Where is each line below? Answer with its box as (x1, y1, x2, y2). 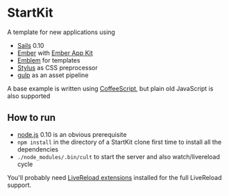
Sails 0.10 (17, 41, 44, 49)
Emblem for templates (17, 56, 80, 64)
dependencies (17, 145, 59, 154)
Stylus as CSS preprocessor (17, 63, 99, 72)
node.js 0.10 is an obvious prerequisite (17, 130, 127, 138)
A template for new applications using (7, 28, 116, 36)
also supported (7, 92, 51, 100)
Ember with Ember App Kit (17, 49, 94, 57)
